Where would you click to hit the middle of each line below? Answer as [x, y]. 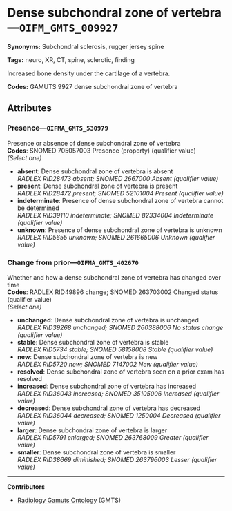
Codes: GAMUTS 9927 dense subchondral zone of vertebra [93, 86]
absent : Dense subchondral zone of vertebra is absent [95, 171]
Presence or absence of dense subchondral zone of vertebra [94, 143]
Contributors [26, 486]
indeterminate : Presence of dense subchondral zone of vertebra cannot [120, 200]
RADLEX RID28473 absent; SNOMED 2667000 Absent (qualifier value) [118, 178]
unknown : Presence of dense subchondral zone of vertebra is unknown [119, 230]
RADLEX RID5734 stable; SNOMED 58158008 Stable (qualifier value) [115, 349]
